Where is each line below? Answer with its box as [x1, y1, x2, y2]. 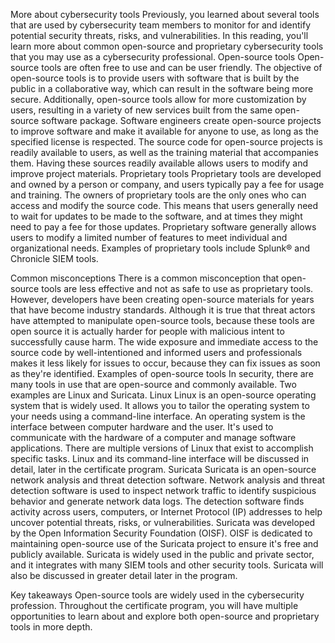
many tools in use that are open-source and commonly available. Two [10, 379, 297, 390]
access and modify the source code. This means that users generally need [10, 200, 319, 211]
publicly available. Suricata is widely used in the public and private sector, [10, 549, 315, 560]
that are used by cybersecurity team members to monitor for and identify [10, 19, 312, 31]
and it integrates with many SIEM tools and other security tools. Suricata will [10, 559, 324, 571]
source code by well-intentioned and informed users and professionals [10, 347, 303, 358]
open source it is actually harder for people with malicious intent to [10, 325, 285, 337]
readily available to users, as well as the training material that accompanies [10, 147, 319, 158]
